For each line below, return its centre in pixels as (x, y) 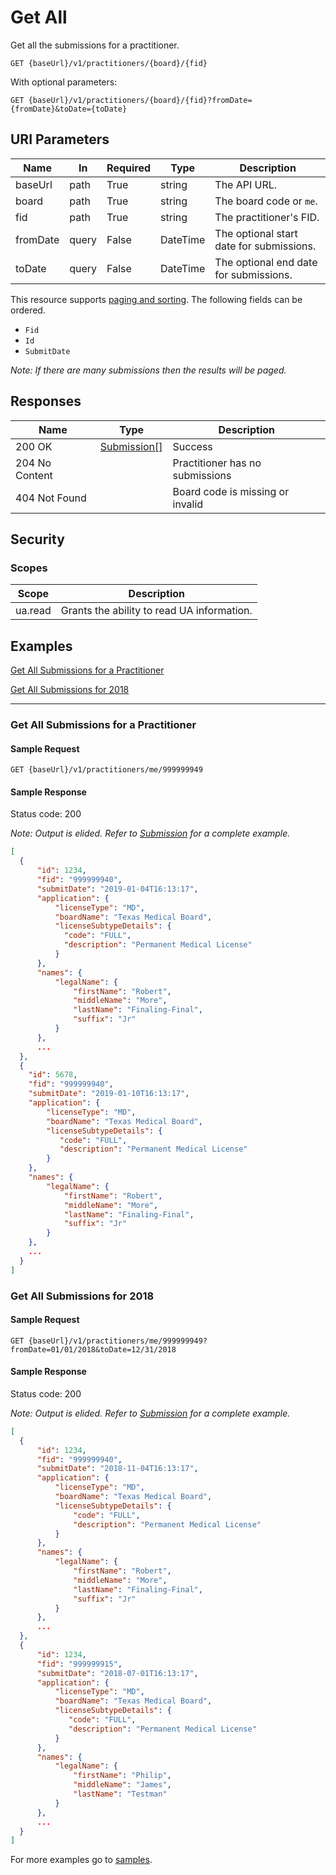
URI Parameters (60, 139)
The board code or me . (266, 201)
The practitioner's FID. (267, 217)
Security (37, 539)
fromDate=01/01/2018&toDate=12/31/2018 (93, 1349)
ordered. (28, 310)
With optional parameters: (64, 82)
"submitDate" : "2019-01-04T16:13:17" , (117, 889)
